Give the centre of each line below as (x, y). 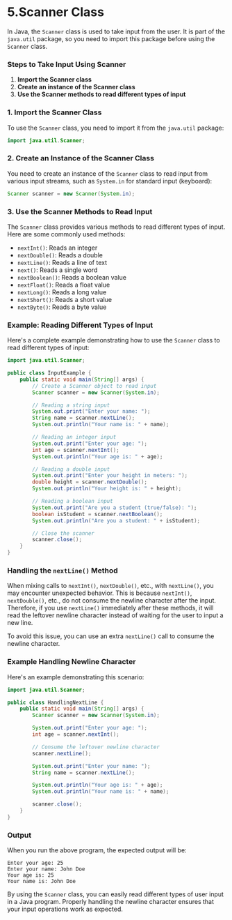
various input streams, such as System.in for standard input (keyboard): (110, 181)
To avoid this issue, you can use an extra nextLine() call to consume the (111, 636)
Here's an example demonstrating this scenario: (76, 677)
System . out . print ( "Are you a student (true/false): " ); (115, 507)
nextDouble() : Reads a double (60, 255)
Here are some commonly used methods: (66, 234)
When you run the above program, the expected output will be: (97, 850)
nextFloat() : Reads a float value (64, 285)
